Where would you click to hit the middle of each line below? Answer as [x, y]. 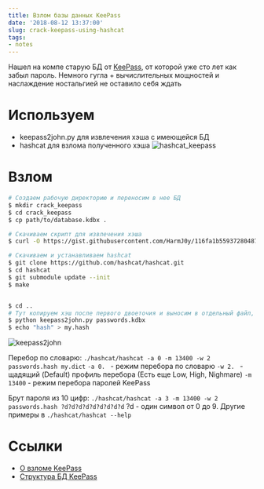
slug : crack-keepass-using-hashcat [66, 30]
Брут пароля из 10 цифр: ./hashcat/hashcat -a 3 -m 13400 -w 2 [113, 398]
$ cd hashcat [29, 270]
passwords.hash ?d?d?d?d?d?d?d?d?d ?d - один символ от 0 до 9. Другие [127, 407]
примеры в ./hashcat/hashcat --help [70, 415]
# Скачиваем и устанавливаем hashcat [70, 256]
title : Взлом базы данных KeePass [65, 15]
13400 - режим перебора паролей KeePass [79, 383]
